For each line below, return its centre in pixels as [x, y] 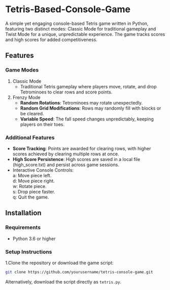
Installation [23, 213]
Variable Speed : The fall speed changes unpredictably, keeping [87, 119]
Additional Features [30, 137]
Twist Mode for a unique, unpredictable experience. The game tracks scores [85, 34]
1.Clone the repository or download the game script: [60, 263]
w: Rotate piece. [29, 186]
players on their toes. [42, 124]
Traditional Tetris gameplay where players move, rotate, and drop [88, 86]
